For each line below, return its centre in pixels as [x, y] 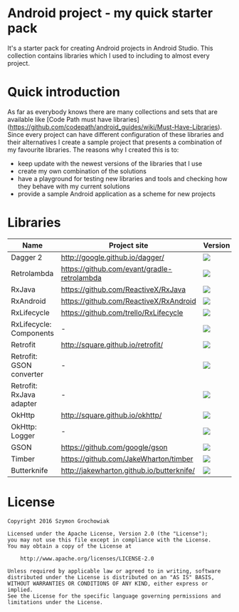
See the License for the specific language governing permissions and [114, 596]
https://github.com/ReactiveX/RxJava [123, 289]
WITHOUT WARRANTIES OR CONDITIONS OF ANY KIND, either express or [108, 583]
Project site [129, 245]
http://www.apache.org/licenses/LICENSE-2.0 [87, 559]
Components [33, 333]
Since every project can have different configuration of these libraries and [116, 134]
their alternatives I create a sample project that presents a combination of [115, 142]
